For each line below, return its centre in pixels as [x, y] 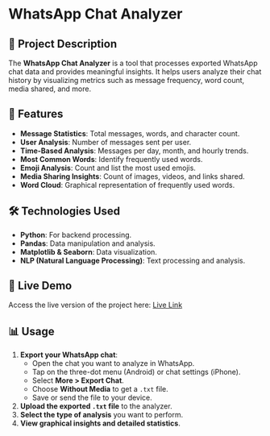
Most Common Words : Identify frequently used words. [111, 159]
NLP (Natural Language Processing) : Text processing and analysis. [133, 260]
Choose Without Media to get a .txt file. [100, 389]
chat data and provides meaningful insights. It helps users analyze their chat [135, 72]
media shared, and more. [50, 89]
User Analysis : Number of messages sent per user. [106, 142]
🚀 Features [36, 114]
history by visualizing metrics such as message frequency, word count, [127, 80]
